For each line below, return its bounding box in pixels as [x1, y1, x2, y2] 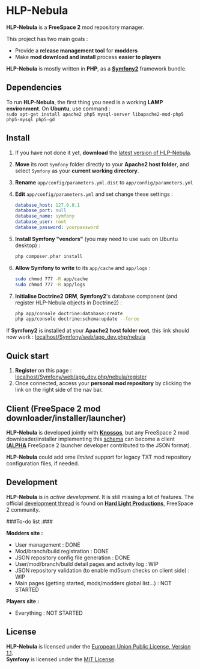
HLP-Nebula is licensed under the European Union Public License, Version [6, 642, 191, 650]
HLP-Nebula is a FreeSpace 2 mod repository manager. [6, 24, 145, 31]
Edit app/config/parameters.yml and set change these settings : [14, 190, 173, 198]
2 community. [6, 506, 40, 513]
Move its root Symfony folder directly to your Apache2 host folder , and [14, 160, 189, 168]
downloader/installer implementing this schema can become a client [6, 435, 175, 442]
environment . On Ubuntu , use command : [6, 105, 111, 112]
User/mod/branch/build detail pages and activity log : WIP [14, 560, 159, 567]
